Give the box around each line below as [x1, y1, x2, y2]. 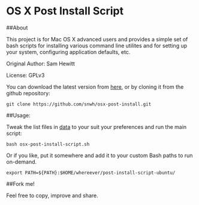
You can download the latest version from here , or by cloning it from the [6, 83, 184, 91]
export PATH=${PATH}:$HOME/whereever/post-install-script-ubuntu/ [6, 170, 176, 176]
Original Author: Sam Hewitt [6, 60, 75, 67]
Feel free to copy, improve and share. [6, 192, 99, 199]
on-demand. [6, 158, 37, 165]
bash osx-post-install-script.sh [6, 141, 90, 147]
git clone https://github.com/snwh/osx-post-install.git [6, 101, 152, 107]
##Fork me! [6, 180, 35, 187]
